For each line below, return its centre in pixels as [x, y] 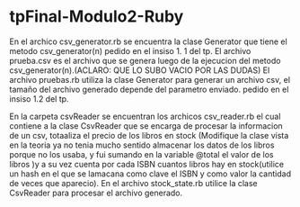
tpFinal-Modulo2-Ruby [97, 17]
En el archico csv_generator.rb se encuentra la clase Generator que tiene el [148, 41]
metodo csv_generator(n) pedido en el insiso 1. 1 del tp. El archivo [130, 50]
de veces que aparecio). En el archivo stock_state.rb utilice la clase [133, 183]
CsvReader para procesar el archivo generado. [96, 193]
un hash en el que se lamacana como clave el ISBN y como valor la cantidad [150, 174]
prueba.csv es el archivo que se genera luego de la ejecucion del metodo [145, 60]
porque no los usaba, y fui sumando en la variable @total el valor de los [141, 154]
